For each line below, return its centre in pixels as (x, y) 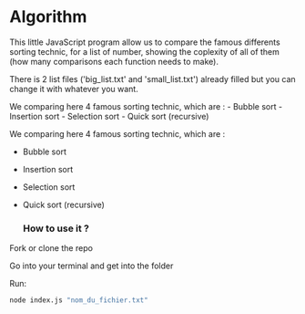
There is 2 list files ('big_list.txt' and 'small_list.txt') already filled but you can (152, 78)
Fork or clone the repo (51, 248)
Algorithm (48, 17)
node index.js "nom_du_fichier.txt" (79, 300)
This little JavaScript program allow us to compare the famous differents (145, 42)
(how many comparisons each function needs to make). (114, 61)
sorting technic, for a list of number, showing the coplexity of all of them (145, 51)
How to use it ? (56, 228)
